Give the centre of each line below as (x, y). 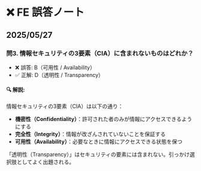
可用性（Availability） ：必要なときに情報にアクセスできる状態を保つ (99, 141)
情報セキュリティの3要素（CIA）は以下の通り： (65, 107)
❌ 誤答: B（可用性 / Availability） (55, 67)
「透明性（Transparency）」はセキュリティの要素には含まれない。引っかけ (98, 155)
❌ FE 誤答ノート (46, 12)
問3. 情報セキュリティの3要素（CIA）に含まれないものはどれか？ (100, 53)
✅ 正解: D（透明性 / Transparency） (59, 75)
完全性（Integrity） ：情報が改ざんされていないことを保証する (90, 134)
